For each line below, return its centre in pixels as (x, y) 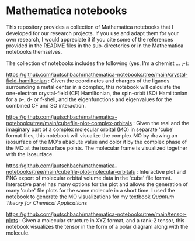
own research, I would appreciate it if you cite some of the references (90, 39)
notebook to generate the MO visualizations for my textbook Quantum (90, 197)
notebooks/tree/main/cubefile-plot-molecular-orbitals (71, 171)
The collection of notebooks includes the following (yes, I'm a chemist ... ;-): (97, 63)
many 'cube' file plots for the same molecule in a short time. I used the (90, 190)
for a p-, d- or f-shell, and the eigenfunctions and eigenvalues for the (89, 99)
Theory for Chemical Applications (47, 202)
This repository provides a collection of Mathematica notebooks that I (90, 27)
